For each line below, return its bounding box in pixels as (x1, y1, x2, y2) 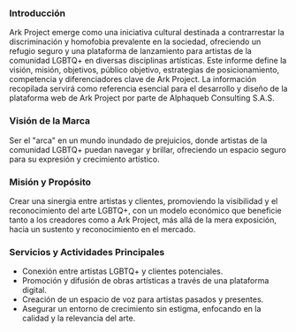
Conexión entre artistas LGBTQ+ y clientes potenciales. (21, 266, 224, 276)
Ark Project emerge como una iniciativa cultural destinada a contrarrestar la (9, 27, 285, 38)
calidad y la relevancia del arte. (21, 313, 136, 324)
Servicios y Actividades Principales (9, 245, 165, 258)
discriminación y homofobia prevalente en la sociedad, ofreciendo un (9, 36, 262, 47)
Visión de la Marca (9, 115, 91, 127)
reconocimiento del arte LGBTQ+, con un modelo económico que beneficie (9, 205, 283, 215)
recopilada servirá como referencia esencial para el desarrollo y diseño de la (9, 83, 288, 94)
